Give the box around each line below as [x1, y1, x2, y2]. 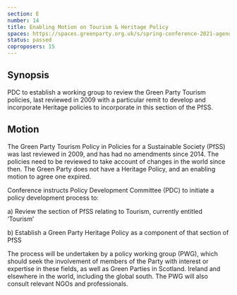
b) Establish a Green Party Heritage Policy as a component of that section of [7, 228, 229, 236]
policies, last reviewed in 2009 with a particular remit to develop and [7, 95, 206, 104]
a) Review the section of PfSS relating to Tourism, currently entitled [7, 207, 203, 215]
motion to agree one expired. [7, 172, 92, 181]
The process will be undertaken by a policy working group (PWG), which [7, 249, 219, 258]
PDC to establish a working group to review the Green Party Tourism [7, 88, 206, 96]
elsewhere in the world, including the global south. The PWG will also [7, 272, 208, 280]
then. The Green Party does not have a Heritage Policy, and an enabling [7, 164, 216, 173]
